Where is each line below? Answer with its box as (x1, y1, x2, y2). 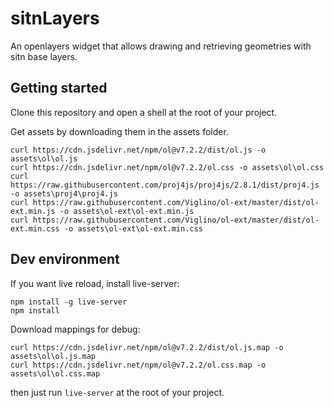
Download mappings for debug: (10, 323, 141, 335)
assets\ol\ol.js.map (10, 351, 97, 361)
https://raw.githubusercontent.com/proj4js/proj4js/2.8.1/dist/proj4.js (10, 180, 320, 190)
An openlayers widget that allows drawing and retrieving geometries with (10, 40, 312, 52)
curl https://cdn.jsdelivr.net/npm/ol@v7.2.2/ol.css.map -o (10, 360, 267, 370)
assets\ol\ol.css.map (10, 368, 101, 379)
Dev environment (10, 251, 120, 268)
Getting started (10, 80, 108, 97)
